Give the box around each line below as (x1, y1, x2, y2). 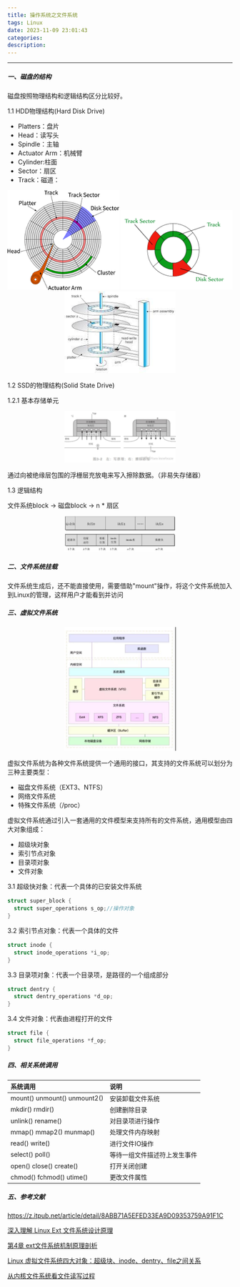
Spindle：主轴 (17, 140, 59, 149)
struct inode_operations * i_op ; (14, 949, 111, 956)
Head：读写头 (17, 131, 59, 139)
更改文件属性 (109, 1173, 148, 1182)
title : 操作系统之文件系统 (7, 11, 79, 19)
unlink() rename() (10, 1116, 62, 1125)
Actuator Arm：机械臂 (17, 149, 83, 157)
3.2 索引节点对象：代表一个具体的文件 (7, 926, 119, 935)
